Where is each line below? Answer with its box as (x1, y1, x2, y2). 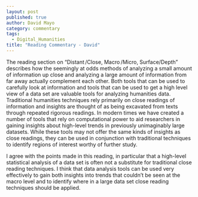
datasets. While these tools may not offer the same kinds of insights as (6, 128, 181, 135)
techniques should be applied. (6, 184, 81, 191)
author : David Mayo (6, 20, 55, 26)
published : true (6, 14, 47, 20)
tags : (6, 31, 20, 37)
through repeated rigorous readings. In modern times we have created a (6, 109, 184, 116)
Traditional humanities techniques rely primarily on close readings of (6, 96, 175, 103)
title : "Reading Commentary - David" (6, 42, 100, 48)
